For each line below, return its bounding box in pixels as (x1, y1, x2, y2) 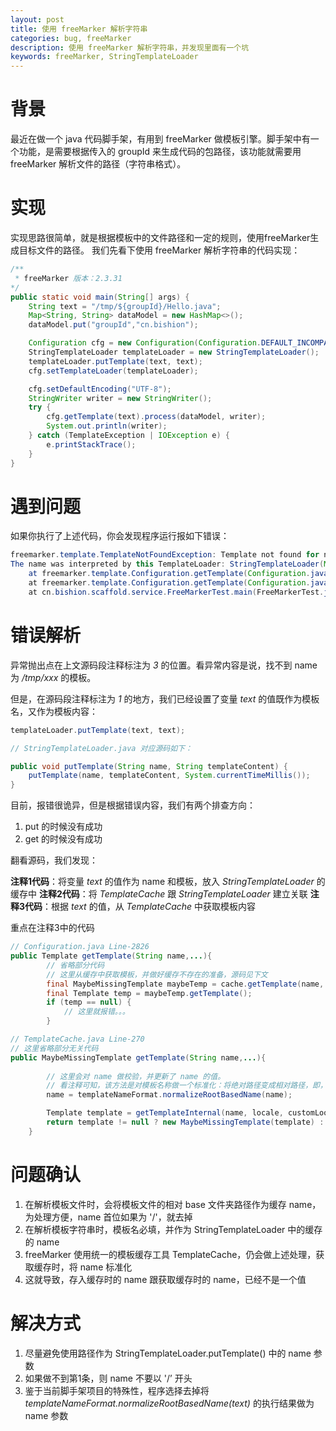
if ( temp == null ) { (46, 997, 132, 1008)
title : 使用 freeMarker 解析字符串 (10, 24, 148, 34)
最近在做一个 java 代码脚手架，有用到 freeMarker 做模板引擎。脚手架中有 (10, 133, 311, 145)
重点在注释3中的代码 (10, 922, 95, 934)
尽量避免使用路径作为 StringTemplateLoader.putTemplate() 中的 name (24, 1347, 312, 1359)
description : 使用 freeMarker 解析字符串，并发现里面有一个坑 (10, 42, 250, 53)
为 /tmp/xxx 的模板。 (10, 671, 97, 683)
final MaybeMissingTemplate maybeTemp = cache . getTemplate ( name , (46, 979, 325, 989)
